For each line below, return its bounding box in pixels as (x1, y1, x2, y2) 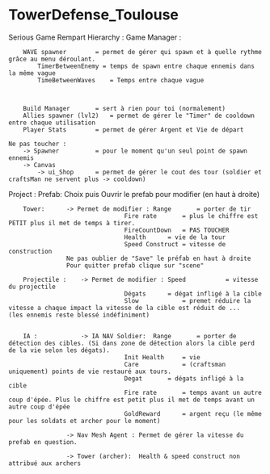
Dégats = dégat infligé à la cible (124, 289, 263, 298)
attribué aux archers (8, 459, 82, 468)
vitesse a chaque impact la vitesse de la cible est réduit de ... (8, 304, 241, 312)
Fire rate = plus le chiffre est (124, 212, 259, 220)
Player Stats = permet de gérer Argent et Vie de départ (23, 125, 244, 134)
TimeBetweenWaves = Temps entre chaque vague (37, 76, 205, 84)
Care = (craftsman (124, 360, 226, 368)
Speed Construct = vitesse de (124, 240, 226, 248)
